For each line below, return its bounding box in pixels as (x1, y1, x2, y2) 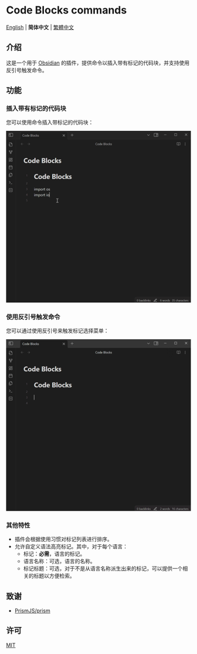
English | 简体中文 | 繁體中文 (6, 23, 74, 31)
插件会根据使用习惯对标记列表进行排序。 (14, 535, 113, 543)
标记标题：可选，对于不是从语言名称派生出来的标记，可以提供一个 (23, 565, 183, 572)
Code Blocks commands (6, 4, 127, 17)
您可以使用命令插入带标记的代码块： (6, 119, 94, 126)
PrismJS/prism (14, 607, 51, 614)
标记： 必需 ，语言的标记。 (23, 550, 86, 558)
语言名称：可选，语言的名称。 (23, 558, 96, 565)
